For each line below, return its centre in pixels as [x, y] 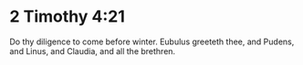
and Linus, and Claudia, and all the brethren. [93, 51]
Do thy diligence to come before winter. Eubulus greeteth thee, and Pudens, [152, 42]
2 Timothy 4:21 [68, 17]
